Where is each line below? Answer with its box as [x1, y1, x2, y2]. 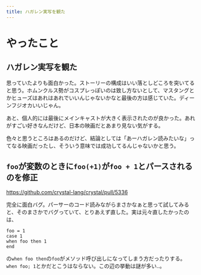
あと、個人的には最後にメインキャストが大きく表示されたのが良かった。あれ [6, 114, 196, 122]
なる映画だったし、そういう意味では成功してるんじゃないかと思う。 [11, 142, 179, 149]
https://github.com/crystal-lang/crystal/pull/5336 [6, 189, 128, 196]
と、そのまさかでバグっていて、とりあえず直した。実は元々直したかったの [6, 208, 190, 216]
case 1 [6, 233, 23, 240]
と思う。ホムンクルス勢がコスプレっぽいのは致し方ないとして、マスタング [6, 86, 190, 93]
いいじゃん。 [32, 101, 64, 108]
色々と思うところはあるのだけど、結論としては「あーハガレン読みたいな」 [6, 134, 190, 141]
